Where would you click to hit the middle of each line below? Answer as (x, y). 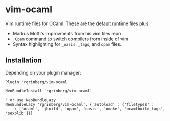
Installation (23, 60)
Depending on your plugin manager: (43, 72)
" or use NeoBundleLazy (31, 100)
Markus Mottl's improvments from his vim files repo (67, 33)
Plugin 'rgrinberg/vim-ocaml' (38, 82)
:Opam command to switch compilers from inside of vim (70, 39)
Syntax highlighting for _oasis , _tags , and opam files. (67, 44)
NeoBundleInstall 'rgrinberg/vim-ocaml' (49, 91)
